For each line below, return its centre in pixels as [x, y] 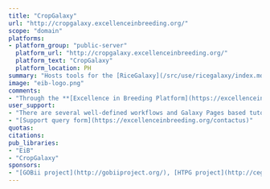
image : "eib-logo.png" [46, 83]
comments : [25, 90]
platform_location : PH [53, 68]
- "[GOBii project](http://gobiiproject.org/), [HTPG [100, 173]
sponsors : [25, 166]
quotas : [21, 128]
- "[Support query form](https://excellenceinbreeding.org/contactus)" [131, 121]
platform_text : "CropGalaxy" [64, 61]
